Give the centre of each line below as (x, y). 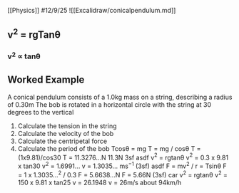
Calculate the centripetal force (62, 141)
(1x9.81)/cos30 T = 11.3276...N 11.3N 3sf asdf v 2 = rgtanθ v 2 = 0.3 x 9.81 (123, 157)
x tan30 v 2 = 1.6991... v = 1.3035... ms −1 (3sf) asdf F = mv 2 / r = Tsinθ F (122, 165)
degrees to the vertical (41, 112)
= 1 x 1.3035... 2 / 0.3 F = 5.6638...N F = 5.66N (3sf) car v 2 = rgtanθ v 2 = (123, 174)
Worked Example (46, 80)
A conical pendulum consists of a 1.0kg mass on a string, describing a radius (120, 97)
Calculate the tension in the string (67, 126)
